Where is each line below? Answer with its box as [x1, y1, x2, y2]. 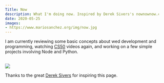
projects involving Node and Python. [5, 49, 79, 55]
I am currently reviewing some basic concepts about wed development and [5, 38, 157, 44]
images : [5, 20, 21, 26]
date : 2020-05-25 [5, 16, 41, 21]
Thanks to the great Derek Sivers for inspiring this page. [5, 72, 118, 78]
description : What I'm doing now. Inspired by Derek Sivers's [5, 12, 134, 17]
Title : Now [5, 7, 27, 12]
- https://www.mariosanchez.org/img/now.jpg [5, 25, 97, 30]
